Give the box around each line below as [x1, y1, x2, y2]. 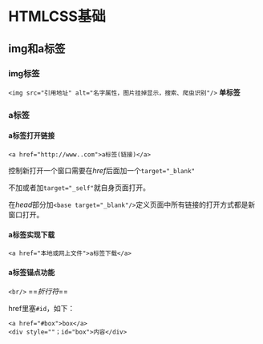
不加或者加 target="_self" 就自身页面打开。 [8, 183, 151, 192]
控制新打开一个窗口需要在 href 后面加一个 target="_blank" [8, 166, 195, 175]
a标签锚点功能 [8, 267, 55, 277]
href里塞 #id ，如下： [8, 304, 75, 314]
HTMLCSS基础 [8, 7, 107, 26]
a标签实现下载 [8, 229, 55, 239]
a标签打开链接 [8, 131, 55, 140]
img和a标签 [8, 42, 66, 55]
